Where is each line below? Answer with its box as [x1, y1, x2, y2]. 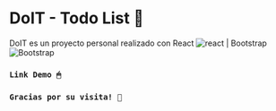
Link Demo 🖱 [9, 69, 62, 80]
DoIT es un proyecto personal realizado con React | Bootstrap [9, 38, 267, 48]
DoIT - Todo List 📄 [9, 8, 144, 29]
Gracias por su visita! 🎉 [9, 91, 123, 102]
